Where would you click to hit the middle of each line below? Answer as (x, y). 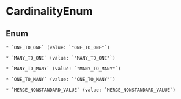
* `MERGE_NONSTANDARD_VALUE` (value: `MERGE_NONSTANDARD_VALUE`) (90, 90)
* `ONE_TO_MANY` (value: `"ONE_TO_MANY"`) (61, 80)
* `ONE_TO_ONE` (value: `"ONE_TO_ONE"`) (58, 47)
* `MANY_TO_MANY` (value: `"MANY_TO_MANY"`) (63, 69)
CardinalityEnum (49, 11)
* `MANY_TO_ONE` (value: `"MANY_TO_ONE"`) (61, 58)
